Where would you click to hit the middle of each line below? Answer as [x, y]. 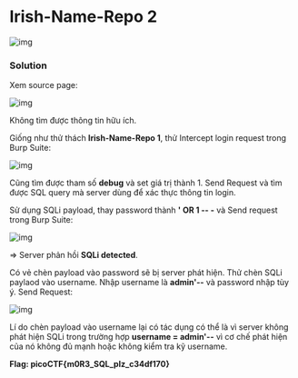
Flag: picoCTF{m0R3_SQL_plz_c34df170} [89, 364]
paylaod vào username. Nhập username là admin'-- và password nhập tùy [149, 283]
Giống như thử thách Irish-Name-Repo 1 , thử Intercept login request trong [148, 138]
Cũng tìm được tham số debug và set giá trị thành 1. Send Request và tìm [146, 183]
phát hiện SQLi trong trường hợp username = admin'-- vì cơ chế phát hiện [149, 337]
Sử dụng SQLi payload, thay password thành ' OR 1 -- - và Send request [144, 210]
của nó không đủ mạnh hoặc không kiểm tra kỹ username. [119, 346]
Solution [29, 65]
